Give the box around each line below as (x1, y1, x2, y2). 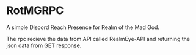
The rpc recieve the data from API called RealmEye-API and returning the (6, 35, 191, 42)
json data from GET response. (6, 42, 82, 49)
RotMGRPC (6, 4, 64, 18)
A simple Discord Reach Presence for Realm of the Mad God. (6, 24, 160, 31)
